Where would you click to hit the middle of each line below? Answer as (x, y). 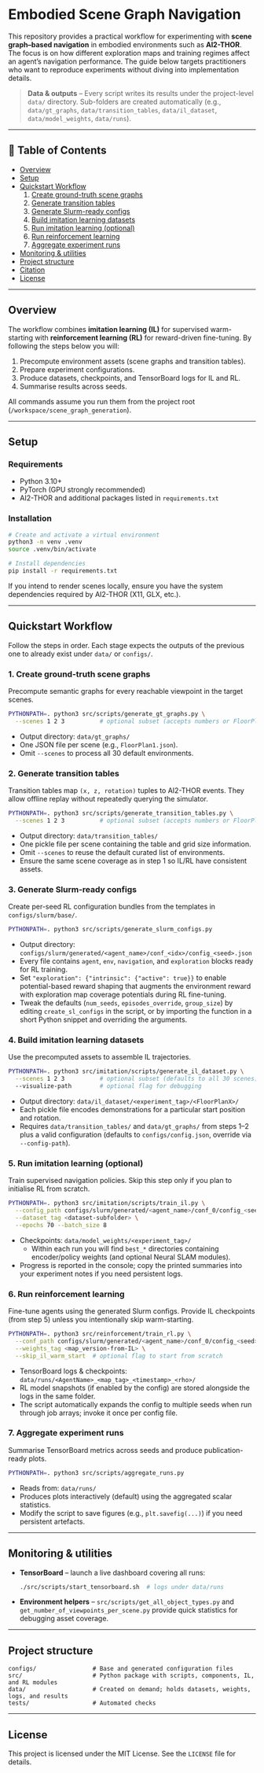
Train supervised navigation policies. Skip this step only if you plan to (120, 1181)
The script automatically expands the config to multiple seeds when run (136, 1404)
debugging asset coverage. (64, 1619)
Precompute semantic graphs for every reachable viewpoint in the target (126, 691)
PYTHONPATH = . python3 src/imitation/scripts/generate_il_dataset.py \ (126, 1071)
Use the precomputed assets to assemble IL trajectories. (99, 1057)
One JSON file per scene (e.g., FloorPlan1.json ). (99, 744)
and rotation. (40, 1118)
